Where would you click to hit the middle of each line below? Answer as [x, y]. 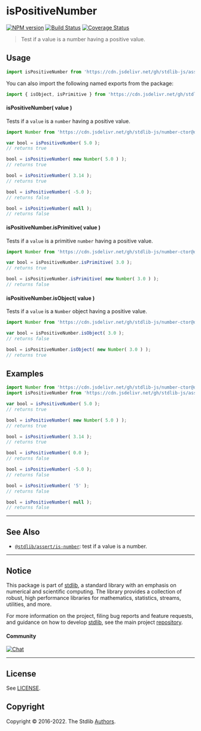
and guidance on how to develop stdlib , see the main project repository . [95, 622]
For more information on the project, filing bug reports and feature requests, [100, 615]
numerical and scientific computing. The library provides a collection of [94, 592]
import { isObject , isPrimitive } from [56, 94]
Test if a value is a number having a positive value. [83, 39]
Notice [19, 571]
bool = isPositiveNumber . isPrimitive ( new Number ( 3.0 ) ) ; [83, 279]
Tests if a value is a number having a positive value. [68, 121]
